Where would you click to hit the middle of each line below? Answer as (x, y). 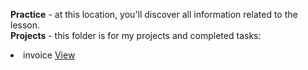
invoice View (49, 55)
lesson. (25, 25)
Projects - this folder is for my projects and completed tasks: (136, 35)
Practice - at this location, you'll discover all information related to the (154, 14)
